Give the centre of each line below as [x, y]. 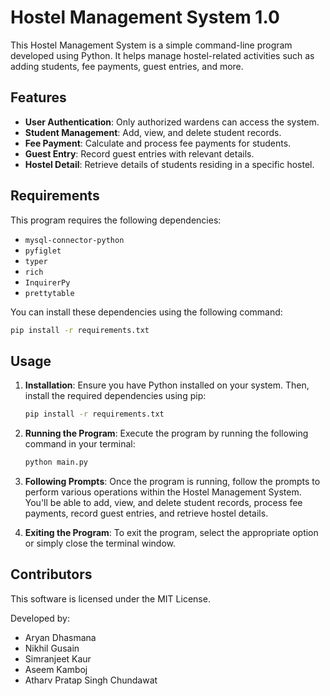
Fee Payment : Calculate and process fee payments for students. [158, 143]
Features [38, 97]
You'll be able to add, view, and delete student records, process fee [163, 502]
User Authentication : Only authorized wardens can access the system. [172, 122]
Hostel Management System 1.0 [145, 17]
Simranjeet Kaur [58, 658]
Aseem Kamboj [56, 669]
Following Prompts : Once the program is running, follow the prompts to [172, 481]
